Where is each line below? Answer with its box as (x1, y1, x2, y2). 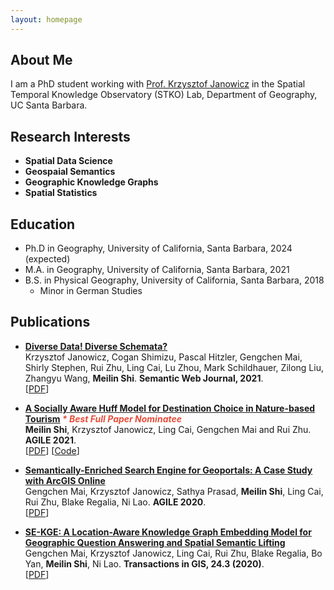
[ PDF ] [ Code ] (24, 444, 80, 456)
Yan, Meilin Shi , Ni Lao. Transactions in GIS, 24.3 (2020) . (24, 557, 265, 570)
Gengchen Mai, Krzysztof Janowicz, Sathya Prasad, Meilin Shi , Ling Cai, (24, 485, 324, 497)
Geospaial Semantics (24, 166, 116, 178)
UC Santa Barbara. (10, 99, 88, 111)
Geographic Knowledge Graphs (24, 176, 159, 188)
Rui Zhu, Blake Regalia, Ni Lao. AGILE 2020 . (24, 496, 207, 508)
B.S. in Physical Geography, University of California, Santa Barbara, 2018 (24, 274, 325, 286)
